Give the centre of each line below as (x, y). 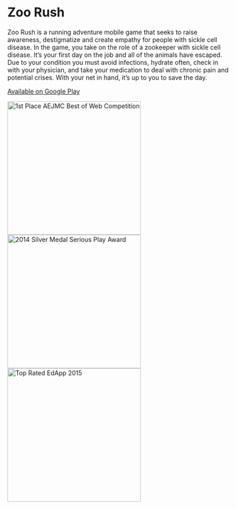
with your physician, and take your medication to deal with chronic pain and (118, 70)
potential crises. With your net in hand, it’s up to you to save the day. (107, 77)
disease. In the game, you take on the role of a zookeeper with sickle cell (114, 47)
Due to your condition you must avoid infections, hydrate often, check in (113, 62)
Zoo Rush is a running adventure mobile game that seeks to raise (102, 32)
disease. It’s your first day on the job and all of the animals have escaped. (115, 55)
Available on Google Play (44, 91)
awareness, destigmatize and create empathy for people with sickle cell (112, 39)
